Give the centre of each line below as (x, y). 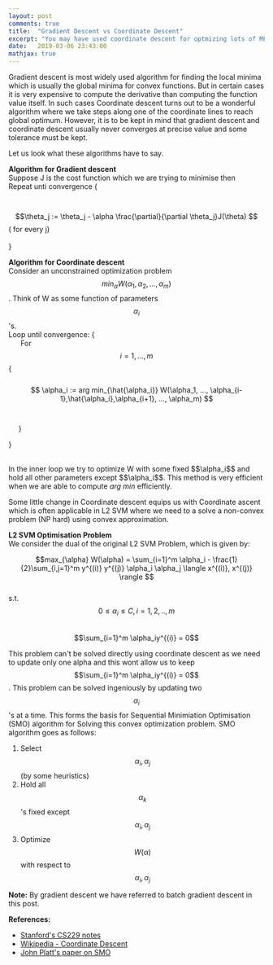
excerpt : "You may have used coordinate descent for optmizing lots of (132, 39)
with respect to (45, 865)
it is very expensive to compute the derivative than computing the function (133, 94)
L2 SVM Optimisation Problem (60, 535)
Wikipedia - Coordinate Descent (74, 944)
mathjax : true (32, 54)
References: (30, 919)
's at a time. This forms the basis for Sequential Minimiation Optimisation (130, 715)
